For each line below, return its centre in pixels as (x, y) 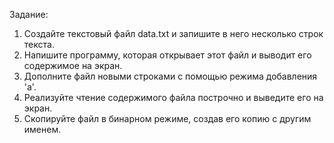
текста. (39, 44)
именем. (42, 129)
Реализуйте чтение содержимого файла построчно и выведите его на (173, 97)
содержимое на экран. (73, 65)
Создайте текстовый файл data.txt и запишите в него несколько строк (173, 33)
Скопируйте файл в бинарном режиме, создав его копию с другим (167, 118)
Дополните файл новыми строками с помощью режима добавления (170, 76)
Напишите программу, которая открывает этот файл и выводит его (167, 55)
